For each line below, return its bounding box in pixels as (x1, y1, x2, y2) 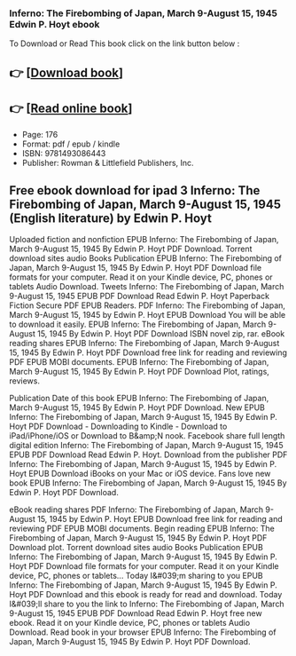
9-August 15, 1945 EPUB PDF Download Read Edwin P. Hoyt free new (9, 608, 263, 619)
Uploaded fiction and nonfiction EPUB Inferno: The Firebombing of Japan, (9, 234, 279, 245)
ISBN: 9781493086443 (21, 147, 106, 158)
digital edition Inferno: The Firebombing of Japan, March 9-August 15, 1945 (9, 440, 284, 451)
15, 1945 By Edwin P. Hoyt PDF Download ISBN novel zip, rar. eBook (36, 328, 285, 339)
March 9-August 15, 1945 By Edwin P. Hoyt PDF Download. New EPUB (9, 402, 266, 413)
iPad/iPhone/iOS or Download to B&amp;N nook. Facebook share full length (9, 431, 285, 441)
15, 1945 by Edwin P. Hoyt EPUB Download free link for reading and (36, 514, 284, 525)
